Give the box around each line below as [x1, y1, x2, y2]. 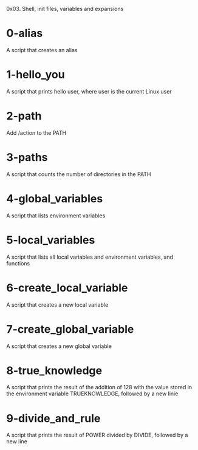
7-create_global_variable [6, 322, 134, 336]
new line [6, 438, 27, 445]
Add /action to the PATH [6, 129, 67, 136]
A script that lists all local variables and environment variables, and [6, 253, 174, 261]
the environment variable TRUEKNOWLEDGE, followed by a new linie [6, 390, 179, 397]
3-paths [6, 151, 48, 164]
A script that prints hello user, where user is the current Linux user [6, 87, 172, 95]
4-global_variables [6, 191, 103, 205]
